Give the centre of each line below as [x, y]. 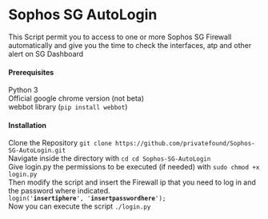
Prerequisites [31, 72]
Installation [27, 125]
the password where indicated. [59, 191]
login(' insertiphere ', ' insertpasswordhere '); [87, 199]
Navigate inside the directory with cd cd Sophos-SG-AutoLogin [110, 158]
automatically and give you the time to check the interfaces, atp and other [130, 45]
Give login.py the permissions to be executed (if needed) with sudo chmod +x [134, 167]
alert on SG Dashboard [46, 54]
